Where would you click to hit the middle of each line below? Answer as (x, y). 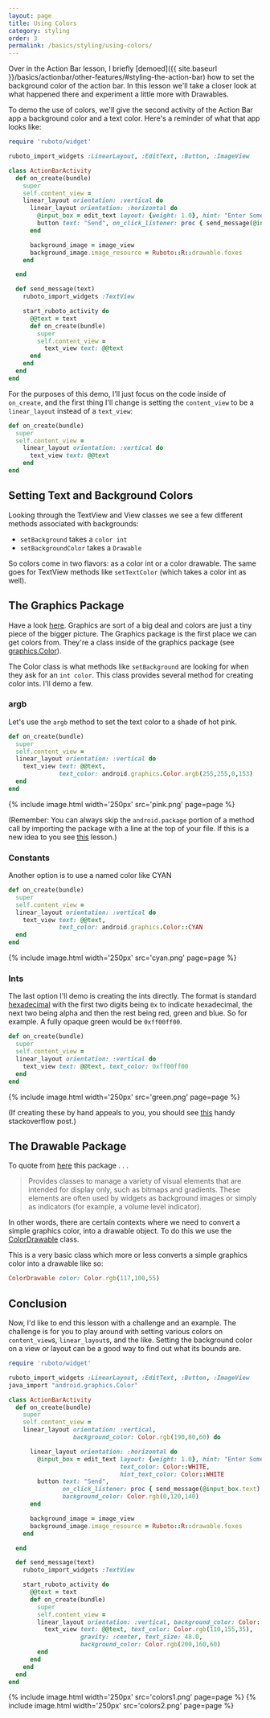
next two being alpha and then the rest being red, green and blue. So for (128, 1013)
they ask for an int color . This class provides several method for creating (131, 675)
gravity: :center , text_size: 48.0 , (141, 1637)
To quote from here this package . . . (68, 1166)
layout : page (30, 16)
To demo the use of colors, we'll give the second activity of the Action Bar (131, 110)
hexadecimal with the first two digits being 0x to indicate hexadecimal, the (131, 1005)
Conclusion (38, 1303)
